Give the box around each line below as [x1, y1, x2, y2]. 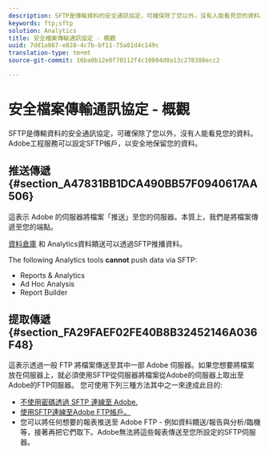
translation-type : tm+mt [8, 49, 91, 57]
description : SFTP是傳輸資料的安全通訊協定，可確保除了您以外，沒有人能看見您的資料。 [8, 11, 267, 20]
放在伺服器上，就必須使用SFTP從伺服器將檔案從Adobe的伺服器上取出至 [8, 370, 244, 380]
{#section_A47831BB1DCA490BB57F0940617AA [8, 177, 259, 191]
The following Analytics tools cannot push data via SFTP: [8, 255, 198, 264]
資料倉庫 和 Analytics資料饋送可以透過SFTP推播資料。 [8, 239, 187, 248]
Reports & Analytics [19, 270, 86, 280]
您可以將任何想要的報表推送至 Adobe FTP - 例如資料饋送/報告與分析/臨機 [19, 417, 261, 427]
